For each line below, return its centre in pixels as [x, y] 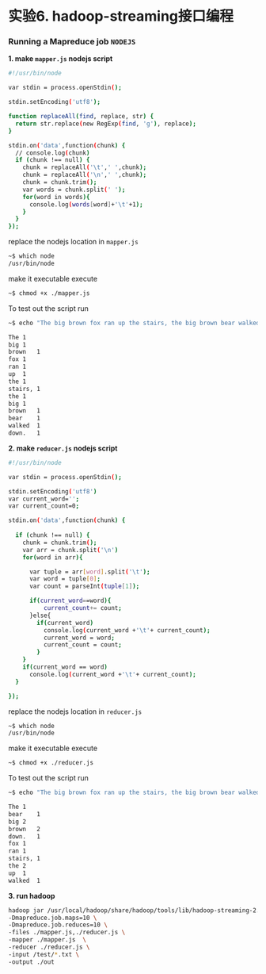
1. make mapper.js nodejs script [61, 59]
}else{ [40, 615]
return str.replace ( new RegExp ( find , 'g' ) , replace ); [106, 124]
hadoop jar [26, 910]
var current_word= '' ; [44, 499]
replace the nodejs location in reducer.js [75, 711]
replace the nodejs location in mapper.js [73, 242]
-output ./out [32, 962]
